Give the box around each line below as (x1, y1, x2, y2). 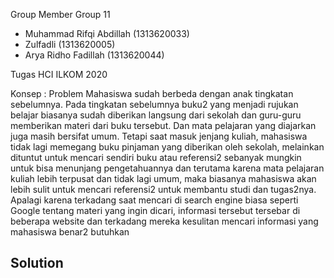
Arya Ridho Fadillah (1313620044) (24, 49, 165, 61)
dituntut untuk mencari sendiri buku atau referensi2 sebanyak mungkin (10, 152, 302, 163)
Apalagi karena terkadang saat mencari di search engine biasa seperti (10, 194, 299, 206)
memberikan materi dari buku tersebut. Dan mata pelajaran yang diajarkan (10, 120, 317, 131)
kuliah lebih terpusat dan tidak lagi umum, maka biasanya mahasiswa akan (10, 173, 317, 184)
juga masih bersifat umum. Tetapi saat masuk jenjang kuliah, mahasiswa (10, 130, 308, 142)
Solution (10, 255, 64, 272)
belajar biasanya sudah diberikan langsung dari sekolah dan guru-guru (10, 109, 302, 121)
